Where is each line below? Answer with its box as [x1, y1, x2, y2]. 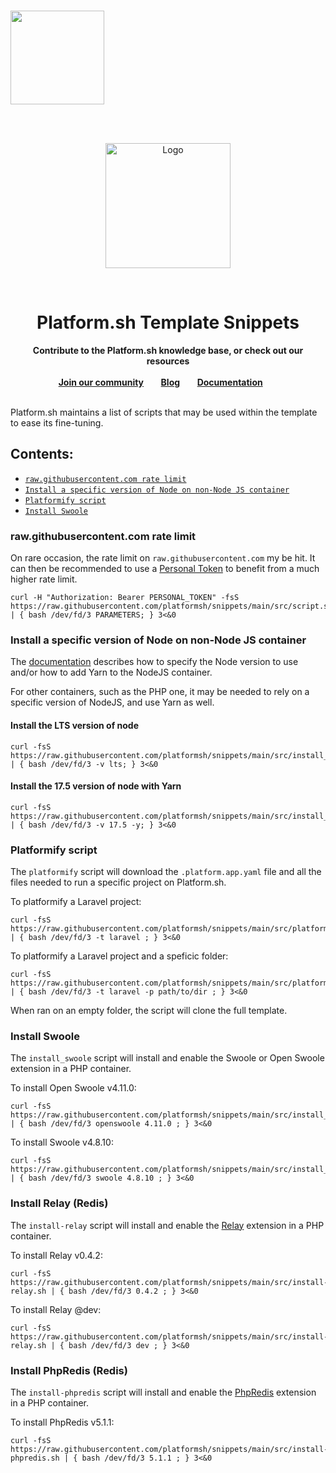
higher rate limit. [10, 573, 78, 585]
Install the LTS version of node [10, 719, 140, 731]
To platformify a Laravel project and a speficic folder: [10, 950, 229, 962]
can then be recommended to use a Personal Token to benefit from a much [10, 563, 320, 575]
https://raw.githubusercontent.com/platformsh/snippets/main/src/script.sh [10, 601, 333, 612]
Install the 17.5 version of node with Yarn [10, 780, 182, 792]
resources [146, 355, 190, 367]
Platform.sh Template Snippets [36, 311, 300, 334]
